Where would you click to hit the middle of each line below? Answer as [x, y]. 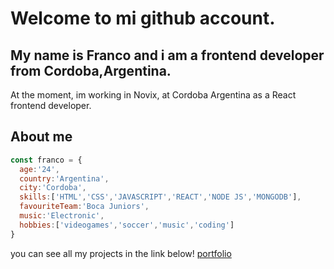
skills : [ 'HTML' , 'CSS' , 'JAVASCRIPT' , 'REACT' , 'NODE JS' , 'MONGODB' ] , [160, 197]
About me [41, 137]
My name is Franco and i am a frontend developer [167, 55]
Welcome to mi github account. [143, 18]
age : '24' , [39, 169]
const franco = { [46, 160]
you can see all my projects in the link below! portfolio [121, 253]
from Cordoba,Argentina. [91, 70]
